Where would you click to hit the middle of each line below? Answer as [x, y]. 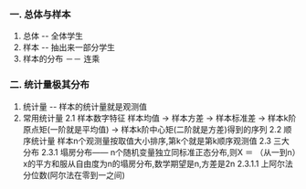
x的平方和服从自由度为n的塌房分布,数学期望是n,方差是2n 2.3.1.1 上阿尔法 [158, 163]
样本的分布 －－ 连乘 [61, 59]
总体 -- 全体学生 [53, 36]
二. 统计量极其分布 [49, 85]
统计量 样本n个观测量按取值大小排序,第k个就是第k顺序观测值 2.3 [151, 141]
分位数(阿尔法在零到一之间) [74, 174]
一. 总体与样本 [40, 14]
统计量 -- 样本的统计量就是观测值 [85, 106]
